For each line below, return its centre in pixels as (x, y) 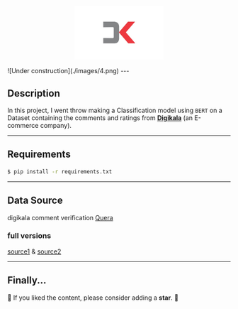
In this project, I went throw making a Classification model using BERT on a (115, 110)
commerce (23, 125)
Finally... (27, 280)
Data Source (35, 201)
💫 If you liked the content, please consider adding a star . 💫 (93, 298)
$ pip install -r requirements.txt (60, 172)
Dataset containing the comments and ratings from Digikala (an (100, 118)
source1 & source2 (34, 251)
